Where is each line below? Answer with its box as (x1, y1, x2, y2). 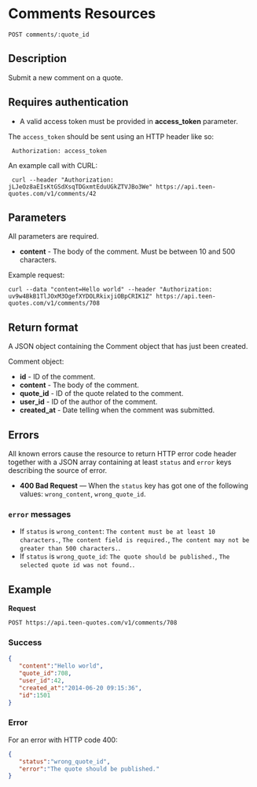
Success (8, 637, 42, 648)
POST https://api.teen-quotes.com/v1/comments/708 (8, 619, 178, 627)
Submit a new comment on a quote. (8, 72, 123, 82)
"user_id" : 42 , (18, 677, 65, 685)
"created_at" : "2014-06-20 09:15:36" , (18, 684, 143, 692)
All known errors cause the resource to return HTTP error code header (8, 449, 237, 458)
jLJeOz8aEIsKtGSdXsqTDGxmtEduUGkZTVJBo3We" (8, 182, 153, 191)
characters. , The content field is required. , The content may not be (19, 535, 250, 544)
